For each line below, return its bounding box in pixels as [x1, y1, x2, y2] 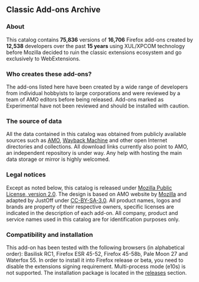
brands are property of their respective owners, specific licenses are [6, 203, 174, 210]
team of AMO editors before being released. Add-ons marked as [6, 96, 164, 103]
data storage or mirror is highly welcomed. [6, 156, 110, 163]
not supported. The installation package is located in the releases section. [6, 269, 187, 276]
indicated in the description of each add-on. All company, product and [6, 209, 178, 216]
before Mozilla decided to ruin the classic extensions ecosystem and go [6, 49, 182, 56]
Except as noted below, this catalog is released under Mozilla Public [6, 184, 172, 191]
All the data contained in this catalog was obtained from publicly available [6, 131, 187, 138]
